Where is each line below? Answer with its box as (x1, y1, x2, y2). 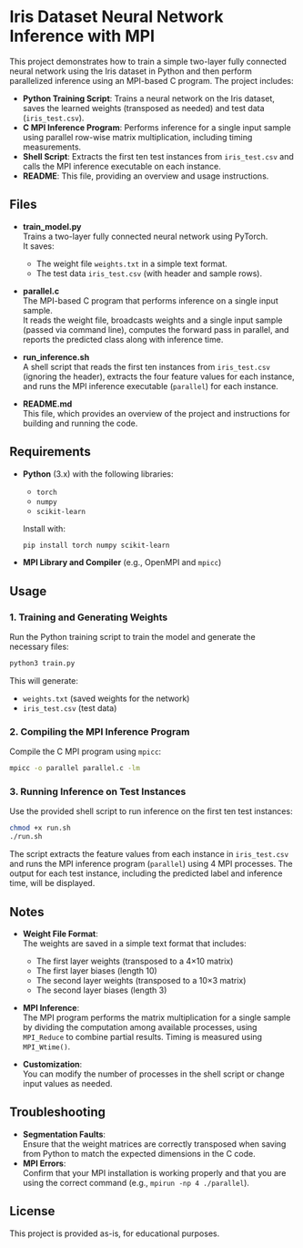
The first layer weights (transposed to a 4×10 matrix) (35, 955, 234, 967)
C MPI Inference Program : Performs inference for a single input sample (22, 121, 291, 133)
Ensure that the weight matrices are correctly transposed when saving (22, 1138, 287, 1150)
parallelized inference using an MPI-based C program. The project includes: (9, 75, 294, 86)
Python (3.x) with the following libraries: (22, 468, 175, 480)
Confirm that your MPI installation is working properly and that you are (22, 1167, 287, 1178)
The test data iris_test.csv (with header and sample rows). (35, 267, 262, 279)
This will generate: (9, 676, 79, 686)
